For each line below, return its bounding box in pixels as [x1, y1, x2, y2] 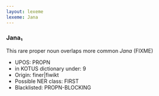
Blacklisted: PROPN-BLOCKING [14, 84, 92, 91]
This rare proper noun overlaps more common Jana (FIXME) [6, 47, 154, 54]
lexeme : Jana [6, 14, 38, 20]
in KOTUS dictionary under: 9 [14, 65, 86, 72]
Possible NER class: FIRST [14, 78, 79, 85]
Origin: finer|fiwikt [14, 71, 59, 78]
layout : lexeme [6, 8, 44, 15]
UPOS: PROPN [14, 59, 50, 66]
